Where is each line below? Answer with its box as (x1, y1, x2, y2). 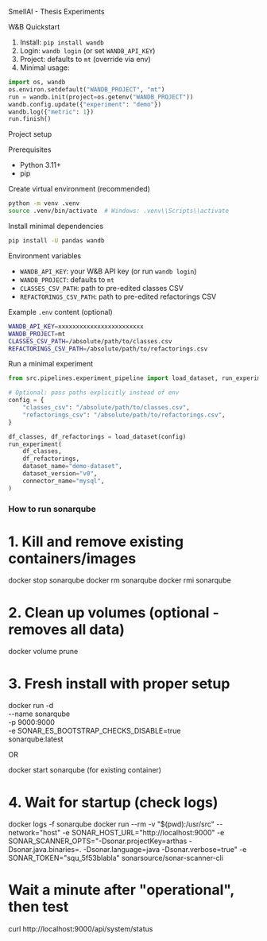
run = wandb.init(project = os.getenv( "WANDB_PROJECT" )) (8, 93, 194, 101)
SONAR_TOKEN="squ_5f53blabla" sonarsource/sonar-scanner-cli (8, 854, 224, 863)
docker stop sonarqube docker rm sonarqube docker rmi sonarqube (8, 575, 232, 585)
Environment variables (8, 250, 82, 261)
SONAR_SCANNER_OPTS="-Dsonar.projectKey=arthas (8, 836, 188, 846)
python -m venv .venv (8, 199, 80, 207)
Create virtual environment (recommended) (8, 184, 151, 194)
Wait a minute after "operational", (8, 881, 234, 899)
